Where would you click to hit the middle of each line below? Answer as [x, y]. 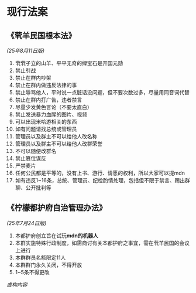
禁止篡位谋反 [30, 158]
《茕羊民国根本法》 [41, 35]
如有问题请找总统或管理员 [46, 129]
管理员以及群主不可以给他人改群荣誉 [59, 144]
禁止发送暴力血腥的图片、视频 [51, 114]
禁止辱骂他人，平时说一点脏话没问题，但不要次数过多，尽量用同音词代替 [102, 92]
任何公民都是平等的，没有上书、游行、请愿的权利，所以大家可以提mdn [100, 173]
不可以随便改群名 [36, 151]
